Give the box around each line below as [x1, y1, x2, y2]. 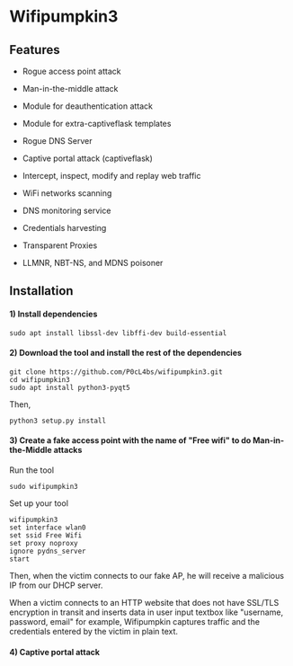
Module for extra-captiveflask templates [22, 119, 172, 129]
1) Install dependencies [9, 308, 98, 319]
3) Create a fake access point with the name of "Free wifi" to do [9, 435, 252, 446]
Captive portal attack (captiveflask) [22, 153, 153, 164]
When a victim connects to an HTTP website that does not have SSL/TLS [9, 598, 280, 608]
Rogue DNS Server [22, 136, 93, 146]
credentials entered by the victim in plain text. [9, 626, 178, 636]
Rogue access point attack [22, 66, 121, 76]
